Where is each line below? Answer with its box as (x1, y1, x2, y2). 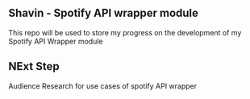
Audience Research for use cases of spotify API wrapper (8, 80, 198, 91)
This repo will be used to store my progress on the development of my (8, 27, 242, 37)
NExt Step (8, 60, 60, 73)
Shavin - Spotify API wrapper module (8, 6, 199, 20)
